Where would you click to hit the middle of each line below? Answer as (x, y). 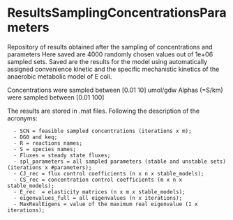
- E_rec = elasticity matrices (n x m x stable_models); (100, 192)
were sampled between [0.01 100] (56, 97)
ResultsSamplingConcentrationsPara (117, 13)
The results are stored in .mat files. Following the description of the (104, 111)
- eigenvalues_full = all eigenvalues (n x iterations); (98, 198)
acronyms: (22, 118)
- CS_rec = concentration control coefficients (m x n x (98, 180)
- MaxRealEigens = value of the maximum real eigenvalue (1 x (106, 204)
